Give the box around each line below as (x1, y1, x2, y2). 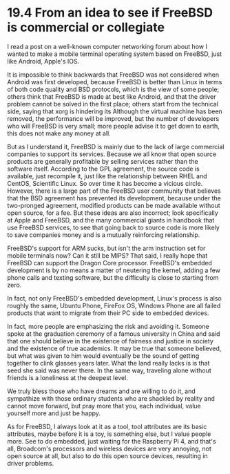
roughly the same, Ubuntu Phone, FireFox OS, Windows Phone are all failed (7, 301, 221, 310)
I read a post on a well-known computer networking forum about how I (7, 42, 208, 50)
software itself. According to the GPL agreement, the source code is (7, 164, 200, 173)
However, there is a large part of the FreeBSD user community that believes (7, 187, 222, 195)
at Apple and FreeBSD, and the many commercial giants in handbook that (7, 216, 215, 224)
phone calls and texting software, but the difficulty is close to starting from (7, 273, 219, 281)
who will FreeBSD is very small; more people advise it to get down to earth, (7, 122, 220, 130)
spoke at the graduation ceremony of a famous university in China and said (7, 330, 220, 338)
